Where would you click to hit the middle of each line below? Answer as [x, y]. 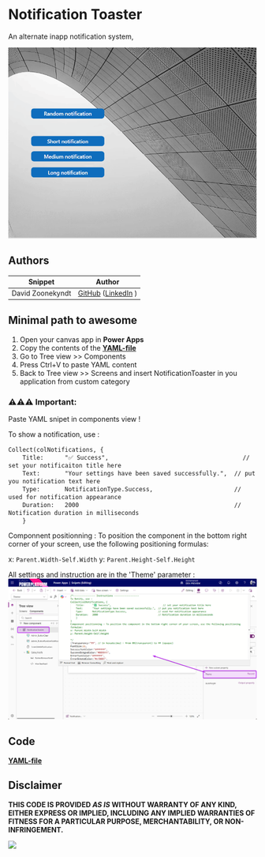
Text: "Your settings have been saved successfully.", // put [139, 473]
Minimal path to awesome [73, 320]
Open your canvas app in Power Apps [82, 339]
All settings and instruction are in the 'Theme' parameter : [102, 574]
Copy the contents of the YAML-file [78, 348]
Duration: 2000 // [132, 505]
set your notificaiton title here [65, 465]
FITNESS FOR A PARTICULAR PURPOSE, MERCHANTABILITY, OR [116, 821]
